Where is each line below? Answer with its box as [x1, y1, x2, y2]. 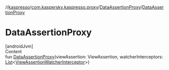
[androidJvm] [5, 43, 34, 49]
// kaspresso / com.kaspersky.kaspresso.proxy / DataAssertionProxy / [5, 4, 142, 10]
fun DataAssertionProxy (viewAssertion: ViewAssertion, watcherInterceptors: [5, 54, 163, 60]
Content [5, 48, 22, 54]
